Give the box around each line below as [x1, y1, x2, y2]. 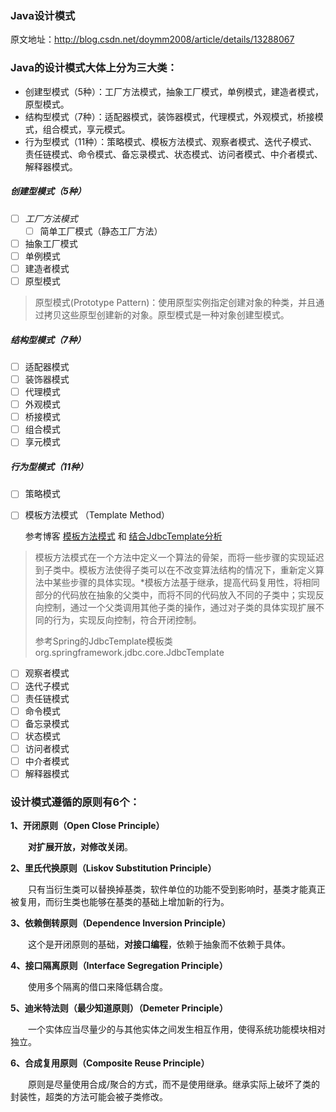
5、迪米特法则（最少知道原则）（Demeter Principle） [10, 1002, 228, 1014]
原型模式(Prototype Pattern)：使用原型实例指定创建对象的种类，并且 [34, 296, 317, 308]
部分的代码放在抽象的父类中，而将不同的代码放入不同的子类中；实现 [34, 589, 316, 601]
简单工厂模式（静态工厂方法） [39, 225, 163, 237]
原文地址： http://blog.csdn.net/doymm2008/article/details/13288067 [10, 33, 295, 46]
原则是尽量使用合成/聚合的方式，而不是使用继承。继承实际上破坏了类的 [27, 1078, 321, 1091]
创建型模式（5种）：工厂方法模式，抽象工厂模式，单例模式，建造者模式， [24, 85, 325, 97]
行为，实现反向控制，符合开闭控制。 [52, 614, 202, 626]
